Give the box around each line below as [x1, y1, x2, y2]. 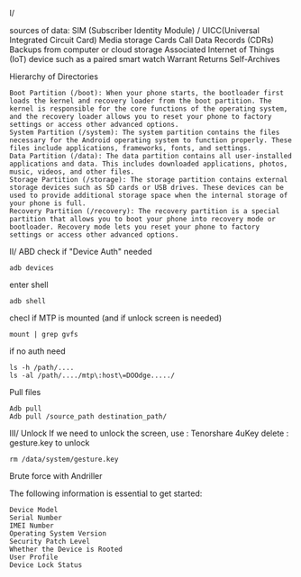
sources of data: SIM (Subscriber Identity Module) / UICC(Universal [9, 25, 260, 35]
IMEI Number [9, 521, 54, 530]
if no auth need [9, 346, 66, 356]
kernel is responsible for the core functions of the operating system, [9, 104, 288, 113]
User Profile [9, 553, 59, 562]
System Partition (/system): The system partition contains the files [9, 128, 280, 137]
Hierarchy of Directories [9, 71, 99, 82]
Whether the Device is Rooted [9, 545, 123, 554]
